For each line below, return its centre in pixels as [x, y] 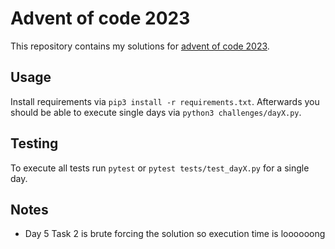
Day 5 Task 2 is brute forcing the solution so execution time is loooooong [175, 234]
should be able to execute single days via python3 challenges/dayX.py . [156, 112]
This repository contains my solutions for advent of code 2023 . [140, 46]
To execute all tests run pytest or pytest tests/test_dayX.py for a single [160, 168]
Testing [34, 143]
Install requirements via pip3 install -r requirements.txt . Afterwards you [165, 101]
